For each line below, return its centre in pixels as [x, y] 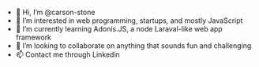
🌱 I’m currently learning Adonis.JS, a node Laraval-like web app [119, 29]
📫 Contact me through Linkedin [68, 54]
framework [34, 37]
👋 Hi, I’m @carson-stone [55, 12]
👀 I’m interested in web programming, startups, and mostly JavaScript [129, 20]
